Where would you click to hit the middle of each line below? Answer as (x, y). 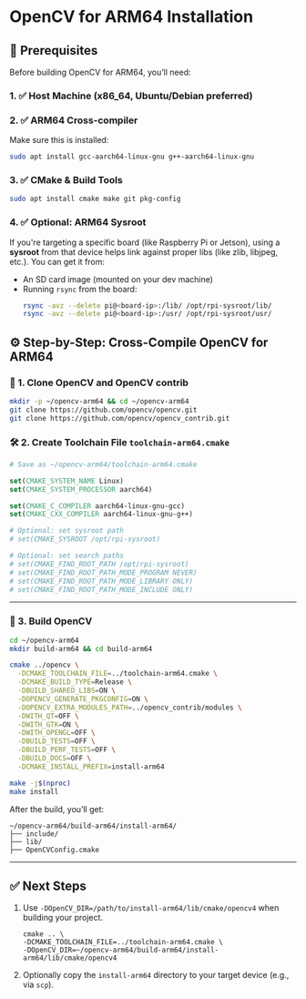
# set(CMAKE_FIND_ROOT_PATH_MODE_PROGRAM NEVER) (103, 572)
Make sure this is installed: (59, 140)
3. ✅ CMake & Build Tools (66, 180)
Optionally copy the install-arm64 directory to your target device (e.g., (156, 975)
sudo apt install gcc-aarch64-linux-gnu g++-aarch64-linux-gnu (132, 157)
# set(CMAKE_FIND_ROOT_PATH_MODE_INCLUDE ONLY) (102, 589)
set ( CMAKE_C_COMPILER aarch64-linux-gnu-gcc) (97, 506)
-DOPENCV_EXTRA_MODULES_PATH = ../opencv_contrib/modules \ (130, 708)
